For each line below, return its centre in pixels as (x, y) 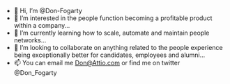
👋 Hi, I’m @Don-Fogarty (48, 11)
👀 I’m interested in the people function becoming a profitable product (113, 18)
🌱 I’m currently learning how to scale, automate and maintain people (112, 33)
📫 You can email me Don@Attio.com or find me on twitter (97, 63)
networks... (30, 40)
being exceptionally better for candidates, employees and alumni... (109, 55)
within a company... (42, 25)
